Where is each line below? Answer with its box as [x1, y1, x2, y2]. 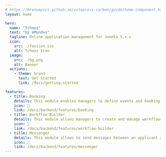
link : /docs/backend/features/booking [14, 108, 94, 113]
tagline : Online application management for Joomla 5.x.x [9, 35, 132, 39]
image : [9, 53, 23, 58]
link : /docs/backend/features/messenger [14, 144, 98, 150]
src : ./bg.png [14, 57, 43, 62]
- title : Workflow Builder [9, 112, 65, 118]
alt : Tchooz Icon [14, 48, 50, 53]
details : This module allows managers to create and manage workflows [14, 117, 163, 122]
